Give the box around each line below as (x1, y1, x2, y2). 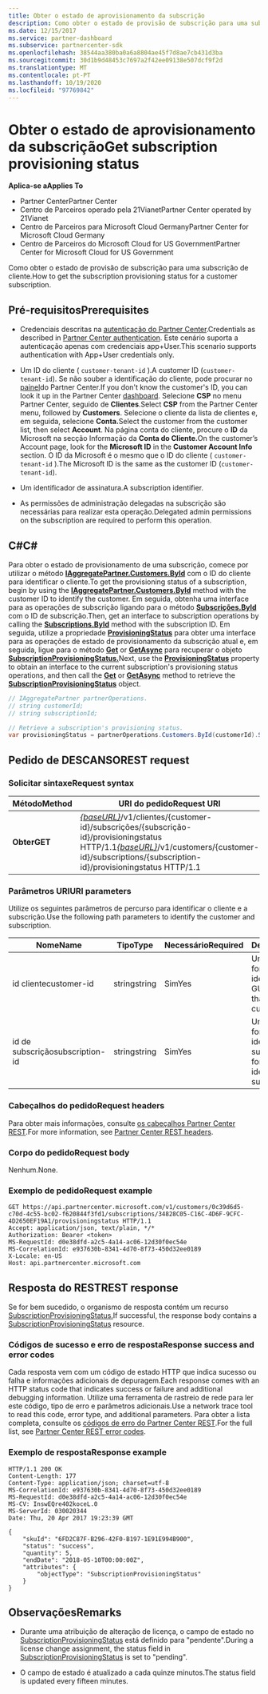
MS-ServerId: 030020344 (8, 1507, 88, 1515)
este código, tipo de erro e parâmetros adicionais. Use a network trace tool (8, 1401, 254, 1411)
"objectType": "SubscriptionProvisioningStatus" (37, 1570, 202, 1578)
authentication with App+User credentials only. (19, 350, 175, 360)
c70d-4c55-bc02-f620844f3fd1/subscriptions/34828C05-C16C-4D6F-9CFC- (8, 1210, 245, 1219)
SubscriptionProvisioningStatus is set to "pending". (19, 1652, 188, 1662)
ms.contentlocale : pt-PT (8, 71, 91, 79)
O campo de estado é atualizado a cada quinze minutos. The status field (19, 1668, 256, 1677)
